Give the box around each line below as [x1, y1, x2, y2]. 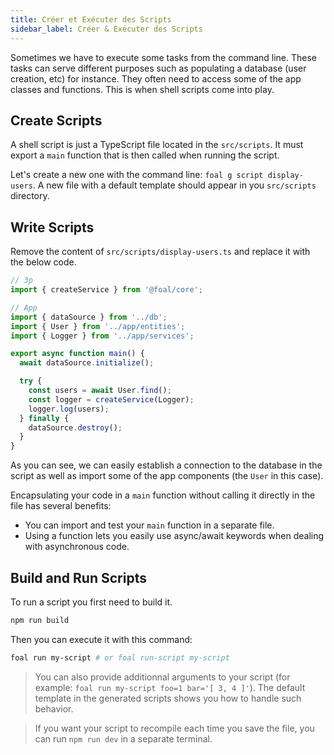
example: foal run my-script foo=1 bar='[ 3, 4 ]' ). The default [34, 681, 306, 693]
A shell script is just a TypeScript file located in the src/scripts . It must [10, 139, 304, 151]
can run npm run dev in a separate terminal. [34, 732, 213, 745]
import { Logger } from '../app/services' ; [10, 331, 195, 341]
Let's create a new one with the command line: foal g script [10, 169, 264, 181]
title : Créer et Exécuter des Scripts [10, 14, 172, 25]
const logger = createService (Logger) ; [28, 394, 195, 405]
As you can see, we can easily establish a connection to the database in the [10, 459, 323, 471]
